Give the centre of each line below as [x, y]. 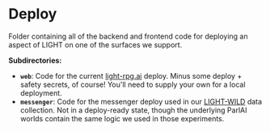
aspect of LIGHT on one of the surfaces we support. [95, 44]
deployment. [41, 92]
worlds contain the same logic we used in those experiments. [122, 118]
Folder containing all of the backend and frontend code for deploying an [128, 36]
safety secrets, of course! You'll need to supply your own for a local [133, 84]
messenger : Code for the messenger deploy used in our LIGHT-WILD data [141, 101]
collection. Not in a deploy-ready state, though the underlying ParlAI [133, 110]
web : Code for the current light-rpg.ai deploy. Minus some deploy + [131, 76]
